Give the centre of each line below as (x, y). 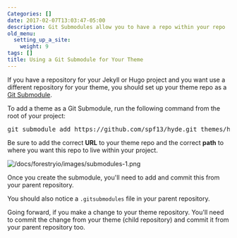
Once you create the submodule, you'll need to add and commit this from (114, 177)
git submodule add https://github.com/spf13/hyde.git (102, 129)
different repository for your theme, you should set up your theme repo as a (117, 87)
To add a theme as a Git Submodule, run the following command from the (114, 108)
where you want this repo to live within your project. (83, 150)
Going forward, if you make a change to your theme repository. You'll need (116, 212)
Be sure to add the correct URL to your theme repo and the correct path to (116, 142)
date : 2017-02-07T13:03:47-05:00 (56, 20)
